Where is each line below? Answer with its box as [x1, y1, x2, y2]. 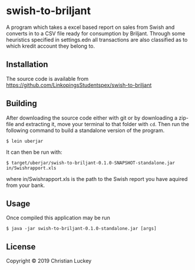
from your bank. [6, 182, 45, 189]
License [6, 242, 36, 252]
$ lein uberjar [6, 138, 44, 144]
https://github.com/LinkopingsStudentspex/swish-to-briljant [6, 81, 152, 88]
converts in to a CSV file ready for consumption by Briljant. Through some [6, 29, 186, 37]
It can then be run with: [6, 149, 63, 156]
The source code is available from [6, 75, 89, 82]
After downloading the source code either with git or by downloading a [6, 114, 178, 121]
